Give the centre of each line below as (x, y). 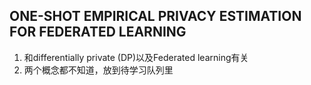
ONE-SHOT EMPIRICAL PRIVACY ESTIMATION (155, 16)
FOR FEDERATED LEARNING (98, 32)
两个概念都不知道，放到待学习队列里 (98, 70)
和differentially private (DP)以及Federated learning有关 (136, 57)
